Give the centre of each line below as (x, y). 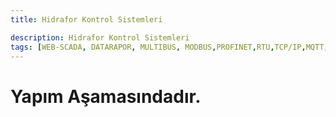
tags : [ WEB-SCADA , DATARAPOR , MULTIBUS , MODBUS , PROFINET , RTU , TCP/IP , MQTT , (169, 47)
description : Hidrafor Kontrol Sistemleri (100, 37)
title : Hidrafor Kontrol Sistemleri (86, 19)
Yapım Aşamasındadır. (106, 96)
